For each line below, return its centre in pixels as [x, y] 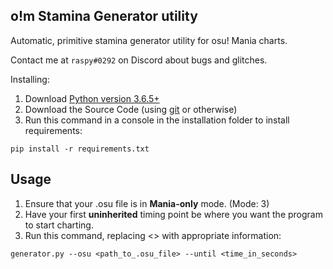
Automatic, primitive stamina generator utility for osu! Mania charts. [149, 40]
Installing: [30, 79]
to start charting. [59, 225]
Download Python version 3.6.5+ [92, 98]
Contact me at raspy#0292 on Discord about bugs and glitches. [139, 60]
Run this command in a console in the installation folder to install [157, 120]
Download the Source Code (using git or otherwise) [131, 109]
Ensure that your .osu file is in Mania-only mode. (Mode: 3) [147, 203]
